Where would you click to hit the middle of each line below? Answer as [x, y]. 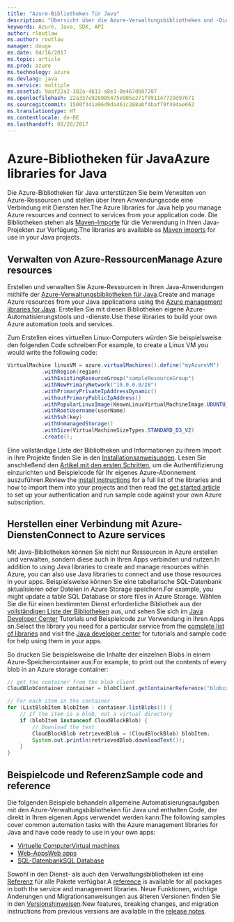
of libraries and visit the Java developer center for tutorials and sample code [117, 634]
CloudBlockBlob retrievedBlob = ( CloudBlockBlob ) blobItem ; [121, 733]
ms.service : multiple [39, 85]
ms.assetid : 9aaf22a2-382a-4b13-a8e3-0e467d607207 [82, 92]
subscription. [26, 502]
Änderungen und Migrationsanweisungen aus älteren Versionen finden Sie [114, 896]
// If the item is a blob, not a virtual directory [96, 714]
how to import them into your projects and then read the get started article [114, 487]
